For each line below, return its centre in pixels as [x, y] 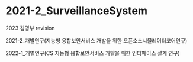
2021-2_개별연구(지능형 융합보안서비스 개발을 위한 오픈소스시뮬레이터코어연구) [96, 40]
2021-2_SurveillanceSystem [76, 11]
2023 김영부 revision [30, 28]
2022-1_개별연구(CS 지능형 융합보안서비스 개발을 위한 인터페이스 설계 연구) [93, 53]
